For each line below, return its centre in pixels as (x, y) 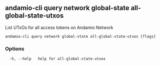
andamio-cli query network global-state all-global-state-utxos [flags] (80, 36)
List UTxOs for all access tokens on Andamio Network (59, 27)
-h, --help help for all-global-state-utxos (58, 59)
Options (15, 48)
